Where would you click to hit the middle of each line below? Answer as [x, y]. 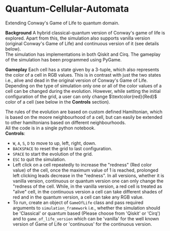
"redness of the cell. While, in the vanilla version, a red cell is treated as [87, 186]
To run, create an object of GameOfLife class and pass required [78, 202]
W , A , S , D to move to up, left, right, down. [54, 143]
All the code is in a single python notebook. [50, 128]
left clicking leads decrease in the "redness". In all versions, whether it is [88, 175]
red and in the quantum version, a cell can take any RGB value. [78, 197]
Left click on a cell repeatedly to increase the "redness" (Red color [82, 164]
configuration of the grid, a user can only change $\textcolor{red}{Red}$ [81, 96]
